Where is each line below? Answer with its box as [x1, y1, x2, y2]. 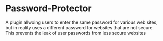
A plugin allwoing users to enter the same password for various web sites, [5, 19, 158, 25]
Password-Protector [5, 3, 92, 14]
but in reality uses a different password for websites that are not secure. [5, 24, 154, 30]
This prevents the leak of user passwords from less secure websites [5, 30, 146, 36]
